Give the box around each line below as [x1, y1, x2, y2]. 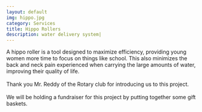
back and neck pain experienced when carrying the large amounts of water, [6, 61, 196, 69]
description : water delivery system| [6, 32, 102, 38]
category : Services [6, 20, 56, 26]
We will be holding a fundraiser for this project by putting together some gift [6, 94, 196, 101]
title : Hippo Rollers [6, 26, 61, 32]
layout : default [6, 9, 47, 15]
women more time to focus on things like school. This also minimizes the [6, 55, 188, 62]
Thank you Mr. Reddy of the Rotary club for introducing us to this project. [6, 80, 189, 88]
